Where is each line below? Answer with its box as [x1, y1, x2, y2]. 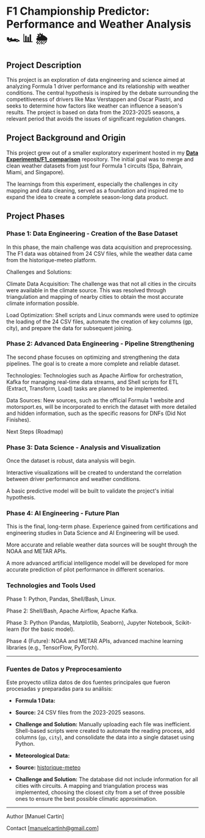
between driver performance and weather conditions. [6, 476, 141, 483]
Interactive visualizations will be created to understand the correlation [6, 469, 182, 476]
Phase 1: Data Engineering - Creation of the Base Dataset [6, 229, 178, 238]
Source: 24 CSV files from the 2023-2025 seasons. [15, 708, 145, 716]
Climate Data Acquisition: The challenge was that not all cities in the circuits [6, 280, 196, 287]
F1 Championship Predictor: [6, 4, 150, 18]
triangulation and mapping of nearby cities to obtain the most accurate [6, 293, 184, 300]
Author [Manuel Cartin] [6, 812, 64, 820]
